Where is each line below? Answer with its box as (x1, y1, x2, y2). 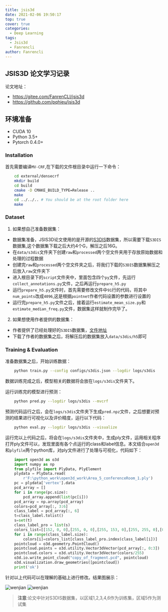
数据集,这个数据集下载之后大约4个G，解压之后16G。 (12, 242, 120, 249)
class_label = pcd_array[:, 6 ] (14, 508, 79, 513)
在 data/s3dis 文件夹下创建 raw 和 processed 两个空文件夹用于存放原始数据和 (12, 249, 163, 255)
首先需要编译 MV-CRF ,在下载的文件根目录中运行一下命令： (5, 164, 121, 170)
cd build (14, 183, 32, 189)
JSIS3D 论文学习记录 (5, 69, 70, 78)
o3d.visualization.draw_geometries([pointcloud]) (14, 560, 120, 565)
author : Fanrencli (5, 49, 43, 54)
